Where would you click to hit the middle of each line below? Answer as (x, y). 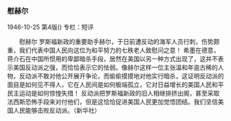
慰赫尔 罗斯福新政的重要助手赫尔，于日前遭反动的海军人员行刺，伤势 (116, 42)
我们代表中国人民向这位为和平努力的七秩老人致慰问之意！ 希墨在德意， (119, 50)
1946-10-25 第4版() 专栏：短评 (51, 27)
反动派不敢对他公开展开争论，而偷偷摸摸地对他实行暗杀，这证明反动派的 (121, 76)
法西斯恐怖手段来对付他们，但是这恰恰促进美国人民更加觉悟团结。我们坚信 (112, 102)
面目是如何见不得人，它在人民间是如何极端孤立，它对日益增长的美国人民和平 (115, 85)
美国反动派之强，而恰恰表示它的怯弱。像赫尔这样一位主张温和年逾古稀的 (115, 67)
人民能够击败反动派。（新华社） (57, 111)
